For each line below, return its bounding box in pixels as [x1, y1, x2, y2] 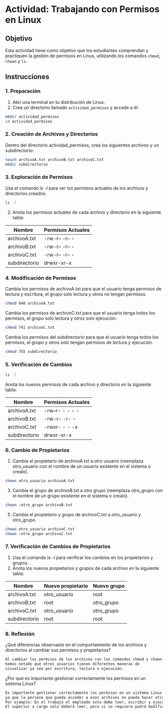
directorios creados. [5, 190, 47, 196]
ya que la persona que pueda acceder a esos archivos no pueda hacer [5, 695, 153, 700]
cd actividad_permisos [5, 119, 52, 124]
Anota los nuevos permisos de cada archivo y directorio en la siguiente [5, 381, 151, 387]
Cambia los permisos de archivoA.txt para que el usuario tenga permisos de [5, 285, 161, 292]
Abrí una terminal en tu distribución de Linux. [12, 99, 105, 105]
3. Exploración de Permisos [5, 174, 73, 181]
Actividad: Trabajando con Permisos [5, 4, 160, 15]
